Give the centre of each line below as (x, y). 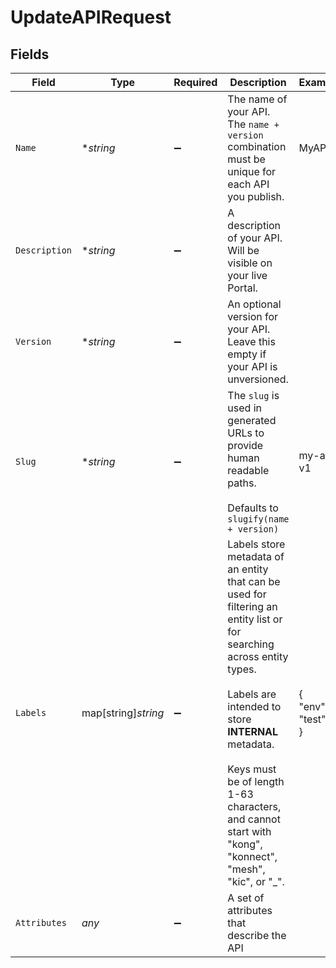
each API (248, 184)
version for (253, 316)
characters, (254, 806)
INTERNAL (253, 731)
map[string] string (123, 713)
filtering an (252, 606)
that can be (254, 581)
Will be (243, 250)
